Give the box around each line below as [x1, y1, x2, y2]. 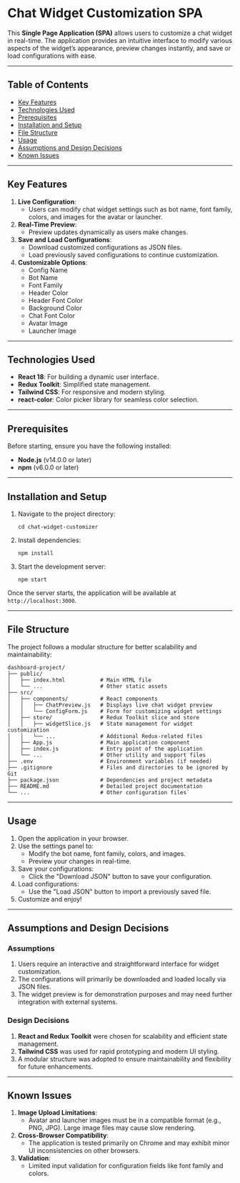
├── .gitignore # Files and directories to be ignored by [7, 764, 229, 771]
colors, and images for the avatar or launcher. [28, 212, 163, 221]
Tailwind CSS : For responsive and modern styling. [17, 388, 166, 396]
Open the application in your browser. [17, 834, 129, 842]
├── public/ [7, 670, 43, 677]
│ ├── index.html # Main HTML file [7, 677, 152, 684]
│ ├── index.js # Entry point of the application [7, 745, 203, 752]
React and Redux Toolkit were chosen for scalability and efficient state [17, 1032, 227, 1040]
